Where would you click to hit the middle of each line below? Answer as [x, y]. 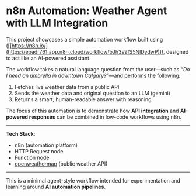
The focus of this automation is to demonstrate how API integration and [92, 111]
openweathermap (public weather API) [61, 164]
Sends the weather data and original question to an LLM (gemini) [92, 93]
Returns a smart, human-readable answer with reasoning [83, 99]
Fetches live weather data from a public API [67, 87]
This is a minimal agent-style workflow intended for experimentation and [93, 180]
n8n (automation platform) [46, 145]
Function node [32, 157]
